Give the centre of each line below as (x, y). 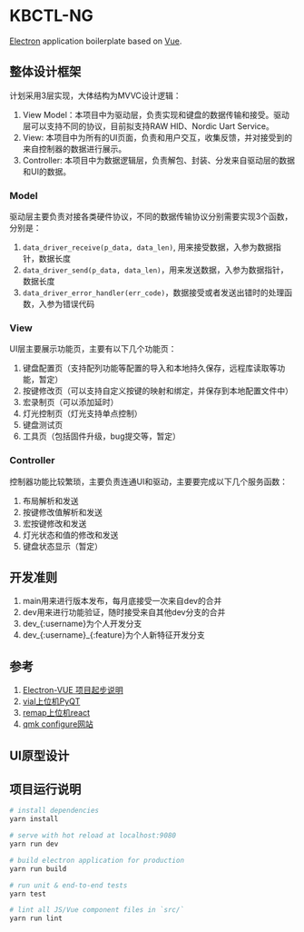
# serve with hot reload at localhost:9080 (93, 836)
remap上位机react (56, 713)
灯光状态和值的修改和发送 (70, 535)
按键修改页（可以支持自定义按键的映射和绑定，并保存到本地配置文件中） (157, 391)
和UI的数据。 (46, 171)
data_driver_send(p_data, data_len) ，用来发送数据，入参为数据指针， (155, 270)
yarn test (28, 894)
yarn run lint (36, 918)
